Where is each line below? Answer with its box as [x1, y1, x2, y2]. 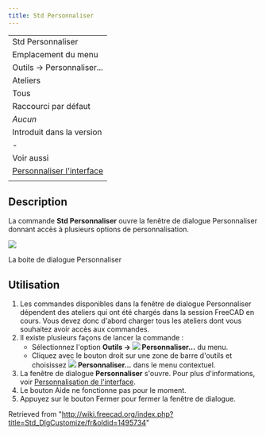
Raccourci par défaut [12, 100, 91, 111]
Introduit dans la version [12, 126, 102, 138]
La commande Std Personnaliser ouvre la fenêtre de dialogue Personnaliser [8, 216, 258, 226]
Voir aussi [12, 152, 49, 163]
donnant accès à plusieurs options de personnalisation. [8, 224, 189, 235]
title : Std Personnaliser [8, 11, 94, 20]
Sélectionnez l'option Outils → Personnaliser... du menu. [31, 343, 229, 352]
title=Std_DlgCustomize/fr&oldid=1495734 [8, 418, 147, 428]
